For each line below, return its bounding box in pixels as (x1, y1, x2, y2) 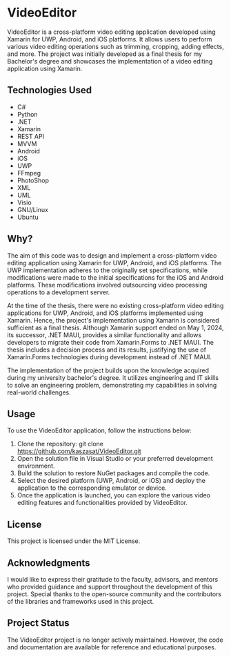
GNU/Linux (17, 205, 48, 213)
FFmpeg (17, 169, 41, 177)
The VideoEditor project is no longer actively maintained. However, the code (7, 636, 223, 644)
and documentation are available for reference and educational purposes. (7, 642, 217, 651)
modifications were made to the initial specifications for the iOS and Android (7, 273, 224, 281)
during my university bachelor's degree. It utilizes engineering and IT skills (7, 373, 219, 381)
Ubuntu (17, 213, 39, 221)
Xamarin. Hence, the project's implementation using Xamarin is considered (7, 316, 219, 324)
